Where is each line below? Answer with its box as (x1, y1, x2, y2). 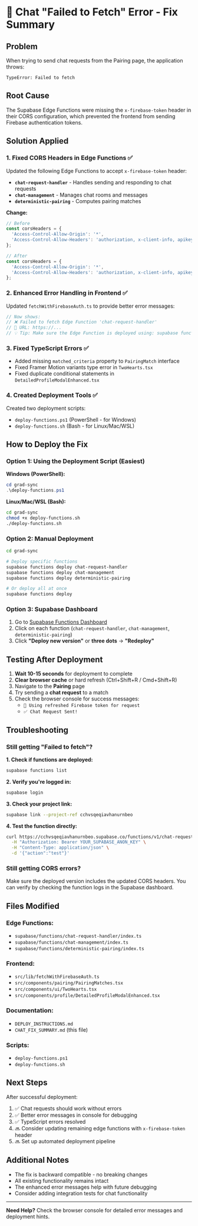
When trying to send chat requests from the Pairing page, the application (6, 57, 183, 64)
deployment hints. (6, 1213, 50, 1220)
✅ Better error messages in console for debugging (14, 1111, 137, 1119)
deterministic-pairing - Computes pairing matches (14, 197, 141, 204)
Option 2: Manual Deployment (6, 534, 94, 543)
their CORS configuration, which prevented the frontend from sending (6, 112, 176, 120)
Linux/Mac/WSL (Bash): (6, 498, 66, 506)
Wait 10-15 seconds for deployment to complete (14, 670, 133, 677)
